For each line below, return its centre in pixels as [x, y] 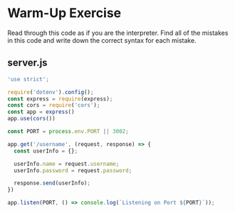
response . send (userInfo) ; [52, 183]
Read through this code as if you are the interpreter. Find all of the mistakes [118, 33]
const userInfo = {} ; [46, 151]
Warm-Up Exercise [64, 13]
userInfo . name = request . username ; [67, 164]
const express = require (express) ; [60, 99]
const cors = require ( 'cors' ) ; [54, 105]
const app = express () [41, 112]
